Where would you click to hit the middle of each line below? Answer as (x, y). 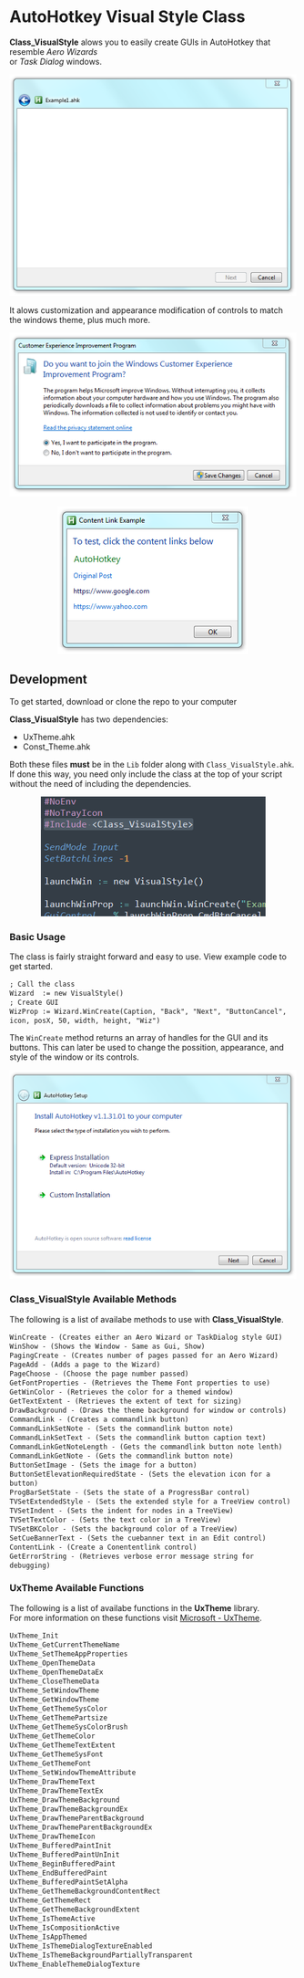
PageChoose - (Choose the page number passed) (99, 1374)
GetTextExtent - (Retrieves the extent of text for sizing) (126, 1401)
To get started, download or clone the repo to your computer (123, 701)
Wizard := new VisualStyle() (67, 994)
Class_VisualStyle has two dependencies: (89, 719)
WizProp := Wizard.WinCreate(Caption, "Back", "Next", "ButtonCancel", (148, 1012)
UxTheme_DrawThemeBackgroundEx (69, 1809)
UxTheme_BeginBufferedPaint (63, 1864)
